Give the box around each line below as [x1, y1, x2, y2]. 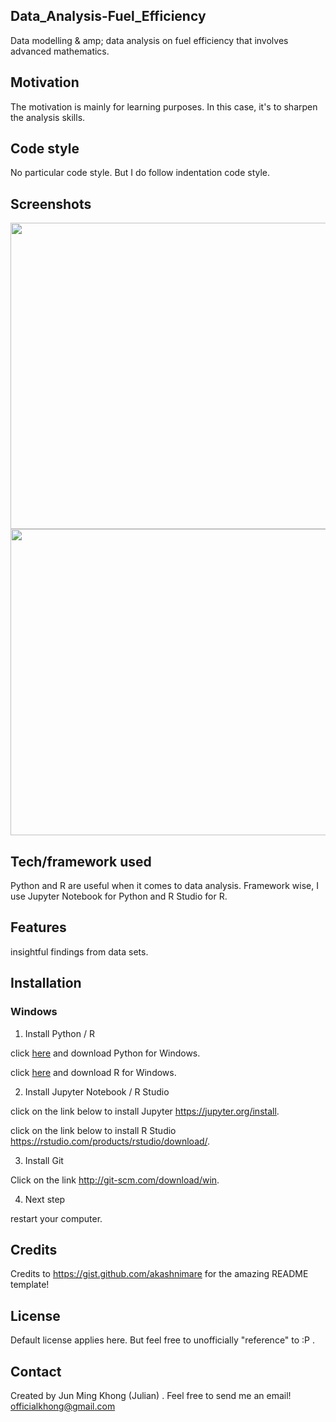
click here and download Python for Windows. [10, 1047, 201, 1059]
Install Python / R [24, 1027, 95, 1039]
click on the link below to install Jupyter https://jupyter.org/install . [10, 1105, 280, 1117]
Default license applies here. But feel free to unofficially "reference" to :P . [10, 1334, 316, 1346]
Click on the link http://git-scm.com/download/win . [10, 1174, 220, 1186]
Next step [24, 1193, 66, 1205]
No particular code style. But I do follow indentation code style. [10, 167, 271, 179]
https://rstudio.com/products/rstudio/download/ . [10, 1135, 211, 1147]
